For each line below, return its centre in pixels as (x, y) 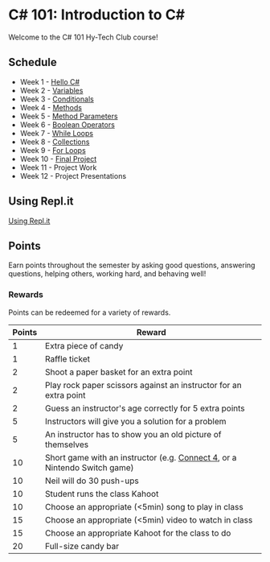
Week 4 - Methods (51, 107)
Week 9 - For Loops (53, 150)
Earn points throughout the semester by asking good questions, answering (132, 265)
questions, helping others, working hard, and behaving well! (107, 274)
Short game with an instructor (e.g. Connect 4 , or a (141, 457)
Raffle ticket (68, 358)
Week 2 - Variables (51, 90)
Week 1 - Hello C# (50, 81)
